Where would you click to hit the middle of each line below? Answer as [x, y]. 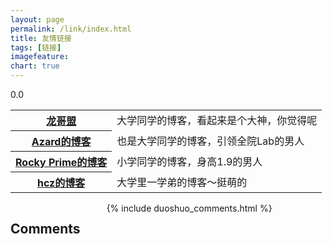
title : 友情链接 [41, 38]
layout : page [37, 19]
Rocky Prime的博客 [61, 162]
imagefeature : [40, 57]
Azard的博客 [61, 141]
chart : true [35, 66]
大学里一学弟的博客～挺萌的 [182, 182]
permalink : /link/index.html [71, 29]
